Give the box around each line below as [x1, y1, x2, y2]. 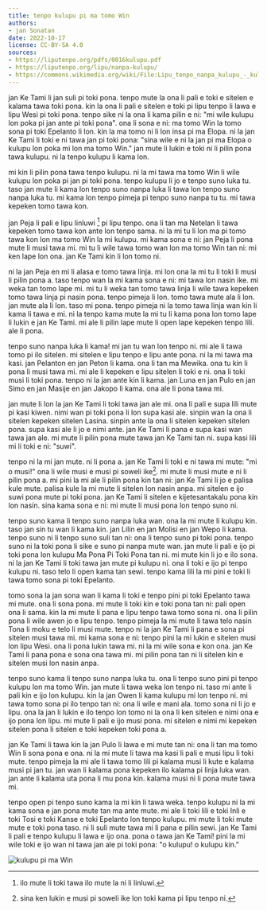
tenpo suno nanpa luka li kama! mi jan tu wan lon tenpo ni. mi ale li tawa [8, 341, 242, 351]
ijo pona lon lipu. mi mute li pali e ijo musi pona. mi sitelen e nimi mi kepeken [8, 715, 257, 725]
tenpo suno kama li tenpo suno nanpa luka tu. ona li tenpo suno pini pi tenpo [8, 673, 258, 683]
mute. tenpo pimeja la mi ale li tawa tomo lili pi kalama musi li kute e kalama [8, 757, 254, 766]
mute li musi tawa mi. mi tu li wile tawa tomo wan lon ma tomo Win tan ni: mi [8, 243, 257, 253]
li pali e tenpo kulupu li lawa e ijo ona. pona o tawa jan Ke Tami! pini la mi [8, 831, 246, 840]
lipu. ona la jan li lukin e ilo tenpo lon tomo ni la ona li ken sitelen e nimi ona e [8, 707, 259, 717]
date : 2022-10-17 [8, 33, 66, 42]
